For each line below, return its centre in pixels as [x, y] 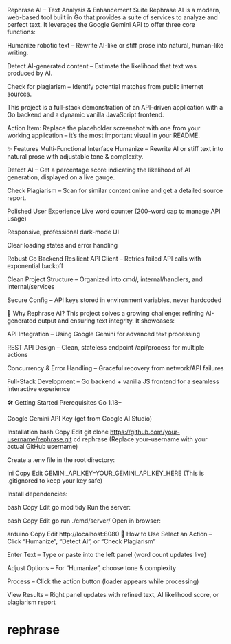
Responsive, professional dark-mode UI [63, 232]
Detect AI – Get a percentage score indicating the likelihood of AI [99, 170]
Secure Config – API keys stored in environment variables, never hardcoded [114, 300]
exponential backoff [35, 266]
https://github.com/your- [145, 432]
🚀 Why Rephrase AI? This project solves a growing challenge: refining [106, 313]
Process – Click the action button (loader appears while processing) [103, 581]
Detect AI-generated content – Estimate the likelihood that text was [102, 66]
